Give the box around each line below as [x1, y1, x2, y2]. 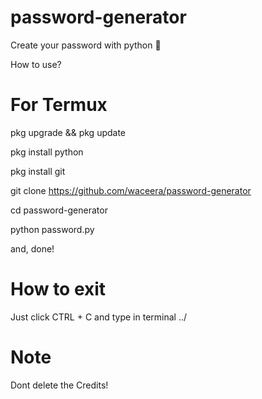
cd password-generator [10, 204, 108, 216]
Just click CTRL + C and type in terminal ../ [10, 311, 188, 323]
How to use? [10, 58, 62, 70]
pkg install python [10, 146, 84, 158]
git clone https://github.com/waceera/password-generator [10, 184, 252, 196]
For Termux [10, 94, 108, 116]
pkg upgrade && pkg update [10, 126, 127, 138]
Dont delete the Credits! [10, 379, 109, 391]
